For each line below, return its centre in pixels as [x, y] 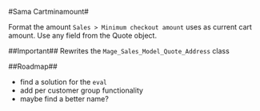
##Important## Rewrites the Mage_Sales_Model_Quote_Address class [119, 51]
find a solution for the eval [63, 82]
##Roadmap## [33, 66]
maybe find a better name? [64, 99]
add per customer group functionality [82, 90]
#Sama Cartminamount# [49, 12]
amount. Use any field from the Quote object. [83, 36]
